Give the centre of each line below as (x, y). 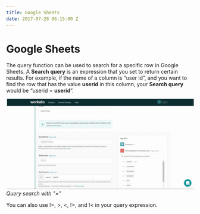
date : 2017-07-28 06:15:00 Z (42, 19)
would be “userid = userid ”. (40, 91)
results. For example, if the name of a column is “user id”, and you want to (97, 78)
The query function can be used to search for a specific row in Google (92, 65)
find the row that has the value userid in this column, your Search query (95, 84)
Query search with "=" (34, 194)
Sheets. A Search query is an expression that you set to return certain (92, 72)
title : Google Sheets (33, 12)
